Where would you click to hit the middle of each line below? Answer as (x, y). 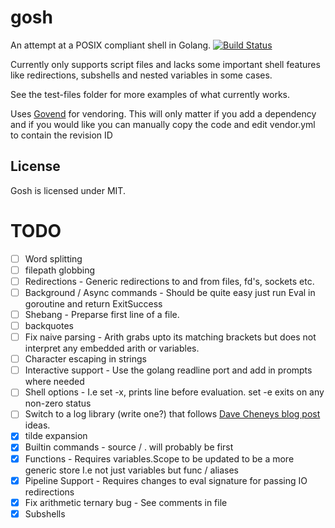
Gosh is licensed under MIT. (68, 190)
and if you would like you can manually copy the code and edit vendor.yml (163, 124)
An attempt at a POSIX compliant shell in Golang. (111, 45)
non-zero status (58, 403)
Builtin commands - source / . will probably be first (129, 447)
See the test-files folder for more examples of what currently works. (150, 94)
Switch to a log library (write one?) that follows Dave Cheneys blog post (172, 414)
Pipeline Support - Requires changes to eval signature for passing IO (166, 480)
